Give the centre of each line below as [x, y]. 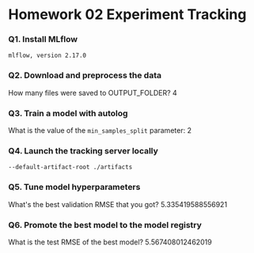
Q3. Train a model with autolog [68, 113]
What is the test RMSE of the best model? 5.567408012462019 [110, 242]
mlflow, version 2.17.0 [47, 56]
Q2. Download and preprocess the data [85, 75]
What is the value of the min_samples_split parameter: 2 [100, 130]
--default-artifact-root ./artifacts [70, 168]
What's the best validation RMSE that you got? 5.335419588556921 [118, 204]
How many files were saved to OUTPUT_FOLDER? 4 [93, 93]
